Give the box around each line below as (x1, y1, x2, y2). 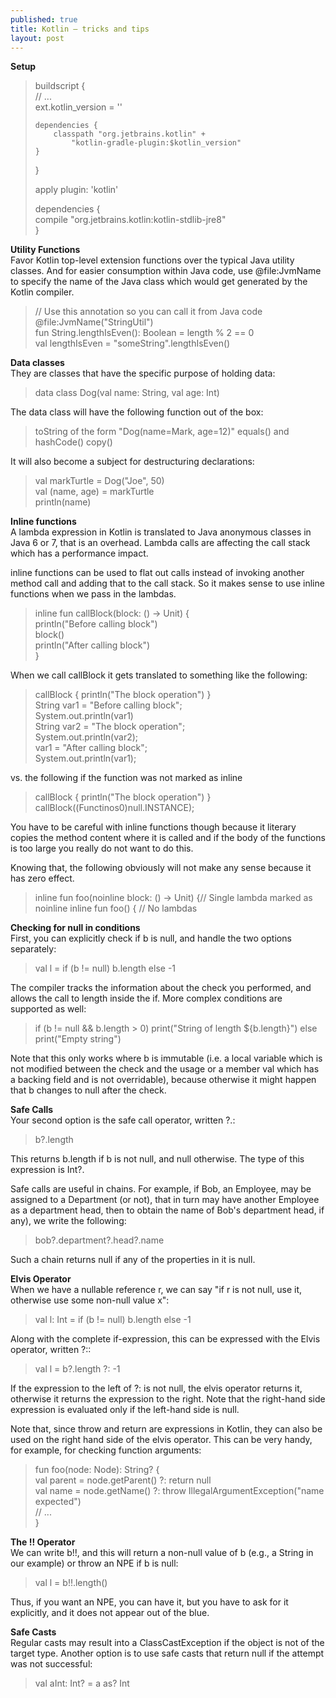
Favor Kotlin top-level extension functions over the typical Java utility (10, 254, 295, 266)
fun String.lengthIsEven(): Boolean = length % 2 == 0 (34, 327, 255, 339)
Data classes (10, 357, 65, 369)
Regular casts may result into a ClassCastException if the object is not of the (10, 1637, 325, 1649)
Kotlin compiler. (10, 286, 75, 298)
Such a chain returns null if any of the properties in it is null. (10, 1254, 256, 1266)
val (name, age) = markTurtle (34, 486, 155, 498)
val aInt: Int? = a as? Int (34, 1677, 130, 1690)
